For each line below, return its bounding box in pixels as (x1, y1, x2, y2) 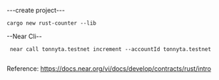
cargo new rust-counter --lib (6, 20, 97, 27)
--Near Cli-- (6, 32, 42, 40)
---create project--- (6, 6, 66, 14)
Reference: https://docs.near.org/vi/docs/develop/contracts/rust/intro (6, 64, 212, 73)
